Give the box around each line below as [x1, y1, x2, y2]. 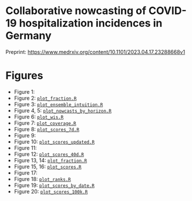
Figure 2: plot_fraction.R [14, 94, 77, 101]
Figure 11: [14, 144, 37, 151]
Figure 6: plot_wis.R [14, 113, 64, 120]
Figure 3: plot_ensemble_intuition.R [14, 101, 103, 108]
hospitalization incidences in [19, 16, 163, 30]
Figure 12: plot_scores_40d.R [14, 151, 85, 158]
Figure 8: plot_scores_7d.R [14, 125, 80, 132]
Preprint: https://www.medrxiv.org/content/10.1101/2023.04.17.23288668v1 [5, 48, 186, 55]
